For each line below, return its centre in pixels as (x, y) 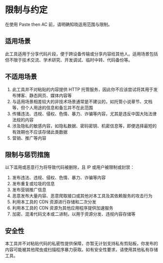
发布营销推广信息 (29, 190)
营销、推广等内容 (29, 138)
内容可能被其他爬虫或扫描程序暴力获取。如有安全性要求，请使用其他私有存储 (81, 250)
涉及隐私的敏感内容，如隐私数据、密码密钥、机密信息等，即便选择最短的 (84, 126)
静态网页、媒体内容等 (50, 95)
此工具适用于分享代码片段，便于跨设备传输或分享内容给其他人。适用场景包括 (81, 53)
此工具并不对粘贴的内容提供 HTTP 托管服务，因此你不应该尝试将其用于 (83, 89)
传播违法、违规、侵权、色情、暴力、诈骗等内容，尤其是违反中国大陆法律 (84, 114)
